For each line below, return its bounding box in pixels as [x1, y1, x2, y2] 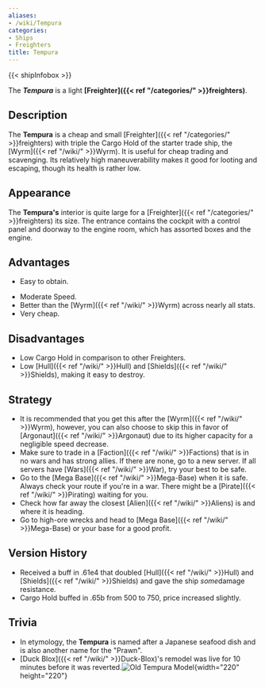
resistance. [19, 584, 57, 594]
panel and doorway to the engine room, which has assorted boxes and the [8, 224, 252, 234]
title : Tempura [8, 48, 59, 56]
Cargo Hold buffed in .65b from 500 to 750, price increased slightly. [19, 593, 242, 602]
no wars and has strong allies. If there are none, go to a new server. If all [19, 456, 256, 466]
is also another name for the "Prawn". [19, 645, 143, 655]
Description [8, 109, 67, 122]
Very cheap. [19, 309, 60, 318]
